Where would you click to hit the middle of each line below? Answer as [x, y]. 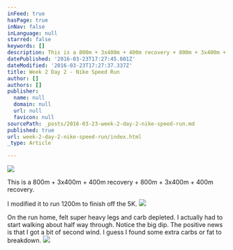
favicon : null [34, 117]
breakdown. [24, 240]
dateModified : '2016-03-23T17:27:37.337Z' [70, 65]
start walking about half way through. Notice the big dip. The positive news [115, 225]
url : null [28, 111]
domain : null [32, 104]
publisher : [23, 91]
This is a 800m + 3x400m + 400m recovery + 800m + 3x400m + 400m [111, 182]
